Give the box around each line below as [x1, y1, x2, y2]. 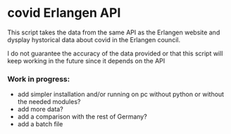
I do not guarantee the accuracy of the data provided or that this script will [7, 49, 223, 58]
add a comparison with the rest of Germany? [17, 112, 148, 121]
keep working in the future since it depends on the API [7, 56, 166, 65]
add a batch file [17, 120, 63, 128]
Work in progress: [7, 74, 70, 83]
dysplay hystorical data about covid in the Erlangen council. [7, 35, 181, 43]
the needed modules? [17, 98, 81, 106]
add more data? [17, 105, 63, 114]
